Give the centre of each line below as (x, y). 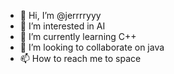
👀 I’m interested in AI (62, 26)
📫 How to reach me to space (80, 58)
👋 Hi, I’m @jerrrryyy (60, 15)
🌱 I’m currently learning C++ (78, 36)
